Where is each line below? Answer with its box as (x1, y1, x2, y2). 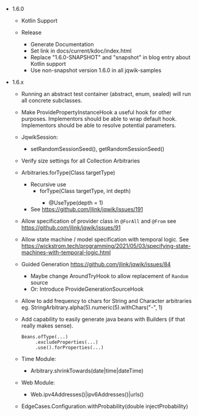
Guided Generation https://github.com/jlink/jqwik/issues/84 (21, 261, 171, 268)
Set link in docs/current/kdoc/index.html (30, 47, 132, 54)
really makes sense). (21, 322, 73, 329)
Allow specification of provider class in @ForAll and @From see (21, 217, 177, 225)
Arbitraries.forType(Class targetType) (21, 169, 116, 176)
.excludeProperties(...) (35, 339, 99, 345)
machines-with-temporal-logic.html (21, 249, 111, 256)
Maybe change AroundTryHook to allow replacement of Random (30, 272, 188, 280)
